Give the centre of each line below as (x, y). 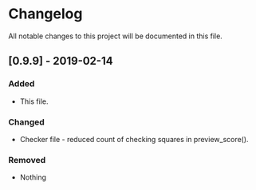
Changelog (45, 14)
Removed (27, 160)
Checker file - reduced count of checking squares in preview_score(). (134, 139)
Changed (27, 122)
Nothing (33, 177)
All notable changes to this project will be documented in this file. (116, 36)
